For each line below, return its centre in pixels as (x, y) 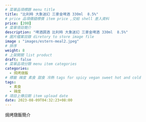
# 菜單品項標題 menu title (30, 10)
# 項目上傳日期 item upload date (37, 96)
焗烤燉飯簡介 (18, 115)
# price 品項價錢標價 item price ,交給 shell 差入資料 (57, 19)
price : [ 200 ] (18, 23)
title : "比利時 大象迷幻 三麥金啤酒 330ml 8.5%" (52, 14)
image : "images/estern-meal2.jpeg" (42, 41)
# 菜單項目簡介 (18, 28)
